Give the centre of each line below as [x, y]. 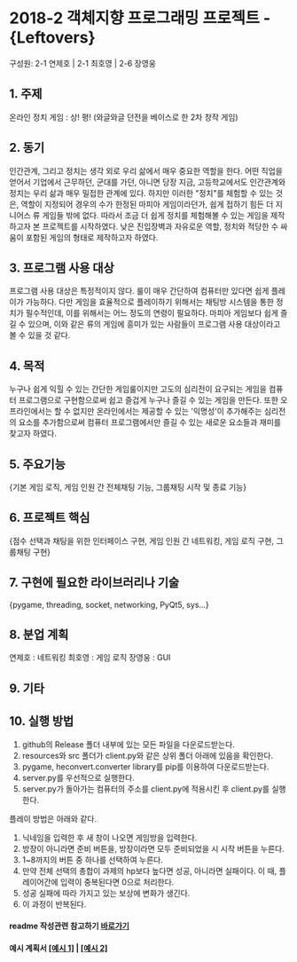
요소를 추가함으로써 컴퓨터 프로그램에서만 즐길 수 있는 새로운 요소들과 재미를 [150, 422]
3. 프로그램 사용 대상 [62, 268]
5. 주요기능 [38, 464]
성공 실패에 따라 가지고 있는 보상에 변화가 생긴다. [106, 893]
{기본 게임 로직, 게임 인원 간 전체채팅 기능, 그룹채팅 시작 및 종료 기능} [128, 487]
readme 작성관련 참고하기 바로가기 [70, 926]
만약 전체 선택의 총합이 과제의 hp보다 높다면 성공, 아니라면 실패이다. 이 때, [149, 871]
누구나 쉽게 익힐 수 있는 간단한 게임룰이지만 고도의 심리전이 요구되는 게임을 [138, 389]
